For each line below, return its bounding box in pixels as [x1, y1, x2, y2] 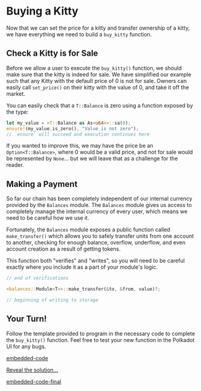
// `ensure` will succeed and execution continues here [6, 131, 150, 137]
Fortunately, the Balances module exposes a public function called [6, 226, 171, 234]
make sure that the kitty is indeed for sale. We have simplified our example [6, 71, 191, 78]
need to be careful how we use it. [6, 214, 89, 222]
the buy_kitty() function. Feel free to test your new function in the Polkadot [6, 336, 195, 343]
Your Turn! [6, 314, 47, 324]
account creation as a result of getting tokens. [6, 245, 121, 252]
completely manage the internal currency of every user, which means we [6, 208, 188, 215]
